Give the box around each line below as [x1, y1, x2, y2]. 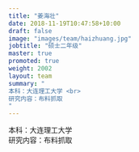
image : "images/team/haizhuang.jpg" [8, 34, 132, 43]
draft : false [8, 27, 53, 35]
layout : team [8, 72, 53, 80]
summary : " [8, 79, 45, 87]
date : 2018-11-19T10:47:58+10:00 [8, 19, 121, 27]
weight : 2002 [8, 65, 53, 73]
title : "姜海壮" [8, 11, 60, 20]
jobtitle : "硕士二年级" [8, 42, 82, 50]
